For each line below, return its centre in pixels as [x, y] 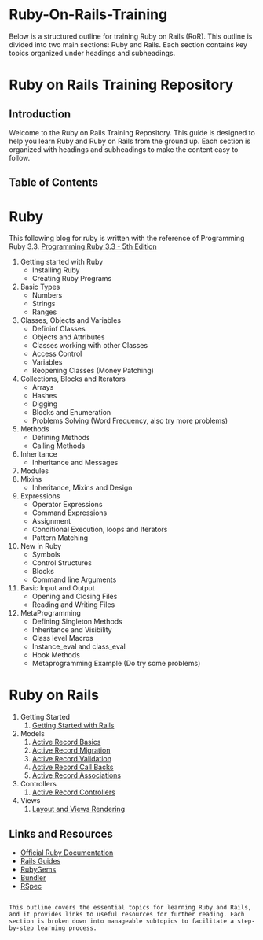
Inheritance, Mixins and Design [82, 488]
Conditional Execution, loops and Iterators [100, 530]
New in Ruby [41, 546]
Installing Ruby [56, 270]
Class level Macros [62, 638]
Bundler [33, 878]
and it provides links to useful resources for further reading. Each [127, 915]
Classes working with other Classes [90, 346]
